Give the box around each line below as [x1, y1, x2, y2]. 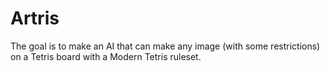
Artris [10, 7, 60, 30]
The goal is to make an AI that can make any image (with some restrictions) [10, 40, 321, 52]
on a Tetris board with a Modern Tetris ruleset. [10, 50, 202, 62]
